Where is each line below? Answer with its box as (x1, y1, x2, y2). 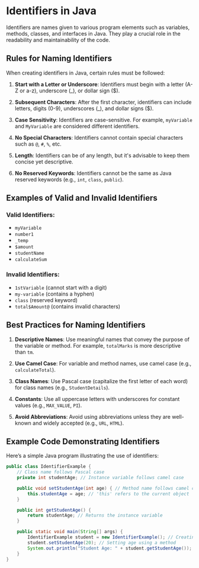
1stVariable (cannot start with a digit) (14, 284, 107, 291)
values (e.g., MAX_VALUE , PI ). (14, 402, 82, 409)
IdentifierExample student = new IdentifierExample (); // (27, 534, 174, 540)
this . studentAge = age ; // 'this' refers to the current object (27, 490, 190, 497)
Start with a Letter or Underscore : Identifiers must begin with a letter (14, 81, 184, 88)
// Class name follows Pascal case (17, 469, 105, 475)
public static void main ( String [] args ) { (17, 529, 123, 535)
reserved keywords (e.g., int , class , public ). (14, 176, 124, 183)
